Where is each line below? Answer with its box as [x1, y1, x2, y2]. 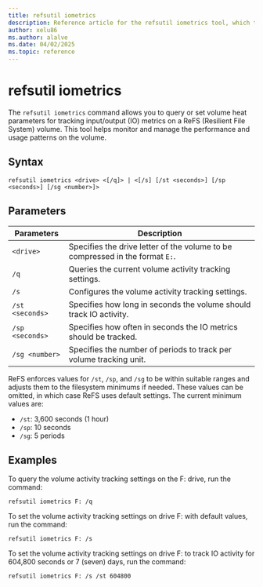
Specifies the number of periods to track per [68, 344, 232, 355]
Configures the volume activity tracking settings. [68, 286, 247, 297]
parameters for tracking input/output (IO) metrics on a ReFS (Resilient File [8, 115, 246, 126]
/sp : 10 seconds [19, 422, 71, 432]
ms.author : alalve [8, 33, 68, 42]
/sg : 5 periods [19, 431, 65, 440]
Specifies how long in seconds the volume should [68, 299, 251, 310]
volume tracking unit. [68, 354, 146, 365]
